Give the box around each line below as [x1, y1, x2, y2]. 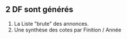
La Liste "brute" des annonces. [13, 20, 89, 27]
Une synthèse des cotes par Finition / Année [13, 26, 122, 33]
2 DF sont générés [5, 5, 74, 15]
